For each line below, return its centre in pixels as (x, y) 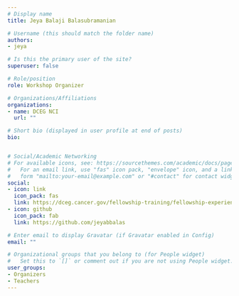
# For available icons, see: (51, 163)
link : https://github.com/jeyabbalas (70, 222)
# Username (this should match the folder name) (81, 33)
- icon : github (30, 209)
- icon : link (27, 190)
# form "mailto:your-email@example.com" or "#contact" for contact (113, 176)
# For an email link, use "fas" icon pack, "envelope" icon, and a (113, 170)
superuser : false (33, 66)
